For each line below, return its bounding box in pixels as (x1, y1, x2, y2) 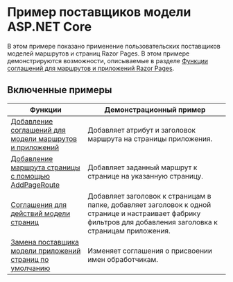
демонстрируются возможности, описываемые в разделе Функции (7, 56, 209, 65)
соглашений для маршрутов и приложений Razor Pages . (7, 64, 175, 72)
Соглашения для (10, 199, 67, 209)
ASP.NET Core (7, 19, 92, 35)
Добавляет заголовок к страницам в (87, 191, 212, 201)
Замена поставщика (10, 237, 80, 247)
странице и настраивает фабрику (87, 208, 201, 218)
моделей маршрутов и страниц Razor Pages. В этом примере (7, 49, 190, 58)
